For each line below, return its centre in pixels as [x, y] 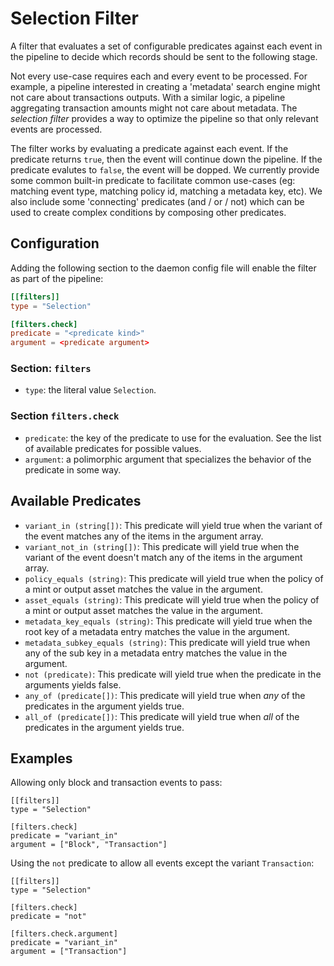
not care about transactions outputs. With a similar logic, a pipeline [148, 97]
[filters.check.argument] [64, 934]
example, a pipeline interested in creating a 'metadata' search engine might [165, 86]
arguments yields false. [73, 684]
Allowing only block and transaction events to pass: [116, 783]
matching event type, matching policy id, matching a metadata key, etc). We [166, 191]
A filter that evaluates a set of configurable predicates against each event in [166, 46]
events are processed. [56, 129]
